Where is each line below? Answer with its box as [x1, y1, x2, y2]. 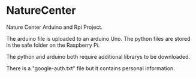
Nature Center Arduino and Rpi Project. [6, 23, 103, 31]
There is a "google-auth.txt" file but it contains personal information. [6, 64, 175, 72]
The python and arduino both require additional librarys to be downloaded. [6, 53, 191, 60]
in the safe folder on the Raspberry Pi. [6, 41, 100, 49]
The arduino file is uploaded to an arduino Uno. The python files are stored [6, 35, 191, 42]
